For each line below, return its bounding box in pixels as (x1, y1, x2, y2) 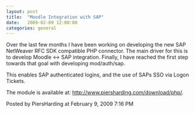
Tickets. (6, 78, 25, 85)
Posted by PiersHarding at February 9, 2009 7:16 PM (6, 101, 134, 108)
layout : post (6, 8, 38, 15)
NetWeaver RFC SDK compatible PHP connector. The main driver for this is (6, 48, 189, 55)
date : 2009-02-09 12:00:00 (6, 19, 78, 25)
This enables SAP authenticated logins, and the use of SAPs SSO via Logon (6, 71, 190, 78)
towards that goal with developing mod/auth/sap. (6, 60, 125, 67)
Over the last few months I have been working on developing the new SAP (6, 41, 186, 48)
